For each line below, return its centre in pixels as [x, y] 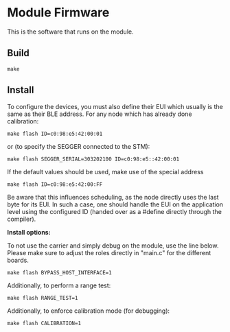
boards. [18, 260]
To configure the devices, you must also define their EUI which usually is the [115, 106]
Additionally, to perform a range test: [59, 285]
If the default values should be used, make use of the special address [105, 171]
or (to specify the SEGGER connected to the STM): [79, 146]
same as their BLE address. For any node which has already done [100, 114]
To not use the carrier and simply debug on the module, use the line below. [113, 246]
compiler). [22, 219]
